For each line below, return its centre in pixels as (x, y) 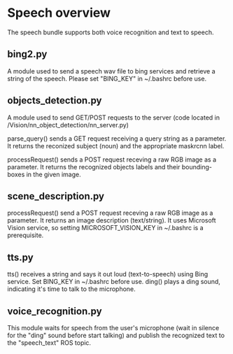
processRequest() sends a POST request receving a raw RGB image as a (112, 160)
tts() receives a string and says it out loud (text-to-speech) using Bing (108, 274)
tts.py (20, 257)
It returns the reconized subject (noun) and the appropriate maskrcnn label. (116, 146)
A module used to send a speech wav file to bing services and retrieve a (111, 71)
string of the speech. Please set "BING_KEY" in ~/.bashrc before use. (107, 78)
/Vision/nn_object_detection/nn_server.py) (68, 125)
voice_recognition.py (55, 311)
